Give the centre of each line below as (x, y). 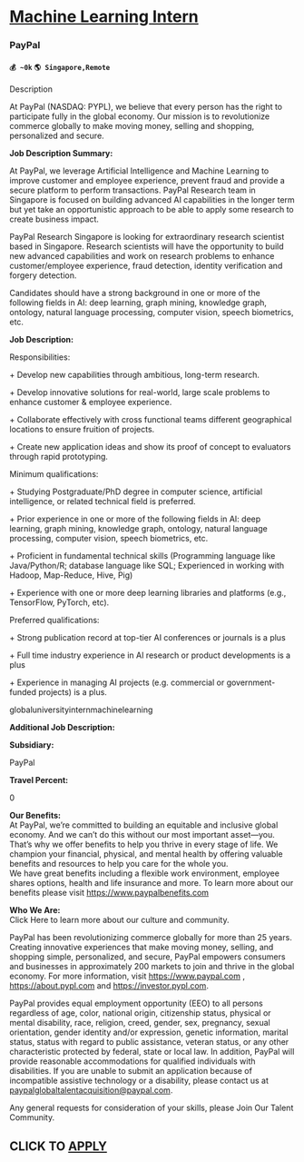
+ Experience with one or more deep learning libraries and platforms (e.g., (148, 593)
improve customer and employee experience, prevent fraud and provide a (147, 181)
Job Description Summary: (61, 154)
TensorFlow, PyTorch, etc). (59, 602)
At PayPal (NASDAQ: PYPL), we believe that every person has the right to (146, 107)
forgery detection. (43, 275)
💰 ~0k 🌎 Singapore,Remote (60, 67)
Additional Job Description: (62, 728)
